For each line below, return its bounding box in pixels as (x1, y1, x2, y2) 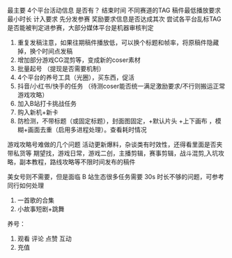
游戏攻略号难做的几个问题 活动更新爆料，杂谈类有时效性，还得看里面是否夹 (7, 140, 223, 149)
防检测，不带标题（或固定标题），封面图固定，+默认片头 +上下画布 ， (17, 117, 216, 125)
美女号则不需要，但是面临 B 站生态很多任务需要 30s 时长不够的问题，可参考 (7, 173, 224, 181)
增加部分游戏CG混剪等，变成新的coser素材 (17, 56, 141, 64)
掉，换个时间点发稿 (17, 47, 73, 55)
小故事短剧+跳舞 (17, 205, 65, 213)
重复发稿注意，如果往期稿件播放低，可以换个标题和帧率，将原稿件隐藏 (17, 38, 219, 47)
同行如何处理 (7, 181, 44, 190)
